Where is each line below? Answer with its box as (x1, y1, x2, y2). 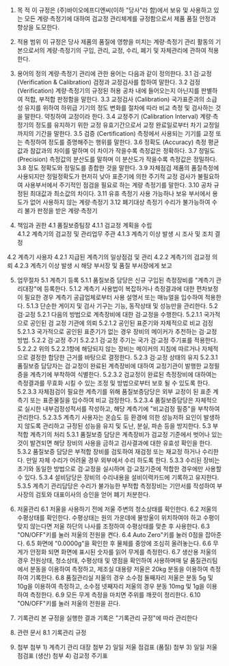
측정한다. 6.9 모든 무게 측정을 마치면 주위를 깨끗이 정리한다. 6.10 (29, 591, 201, 599)
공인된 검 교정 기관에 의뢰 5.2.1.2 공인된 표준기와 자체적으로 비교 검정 (29, 319, 214, 327)
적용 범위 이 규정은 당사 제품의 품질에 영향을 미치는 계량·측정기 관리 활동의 (16, 38, 214, 46)
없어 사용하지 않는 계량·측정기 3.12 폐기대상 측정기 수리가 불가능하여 (29, 198, 211, 206)
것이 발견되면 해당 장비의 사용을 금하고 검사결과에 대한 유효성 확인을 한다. (16, 439, 213, 447)
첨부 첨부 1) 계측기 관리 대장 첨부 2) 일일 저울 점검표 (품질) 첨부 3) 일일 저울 (16, 643, 217, 651)
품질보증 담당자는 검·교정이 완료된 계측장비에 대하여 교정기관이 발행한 (16, 362, 202, 370)
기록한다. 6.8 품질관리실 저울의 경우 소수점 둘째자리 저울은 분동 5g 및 (29, 573, 214, 582)
